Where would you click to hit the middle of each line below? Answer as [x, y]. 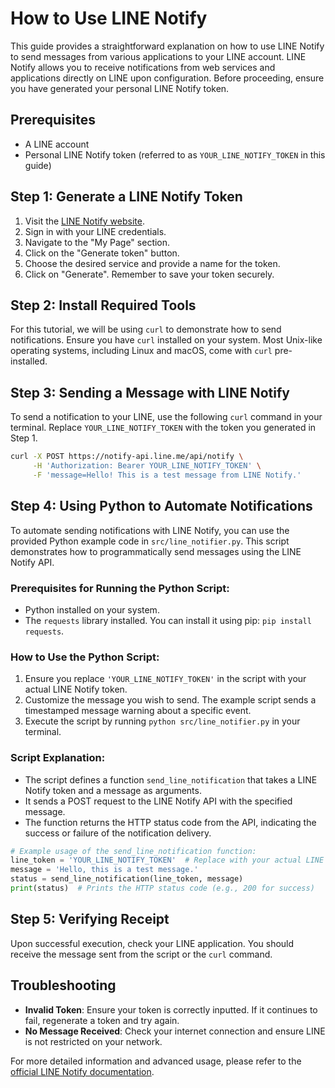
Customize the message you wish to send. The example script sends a [170, 700]
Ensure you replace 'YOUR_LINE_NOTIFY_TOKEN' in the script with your [165, 679]
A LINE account [57, 144]
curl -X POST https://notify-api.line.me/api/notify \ [127, 457]
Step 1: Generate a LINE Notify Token [126, 197]
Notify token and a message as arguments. [113, 790]
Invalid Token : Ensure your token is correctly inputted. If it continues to [171, 1009]
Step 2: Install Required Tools [103, 305]
